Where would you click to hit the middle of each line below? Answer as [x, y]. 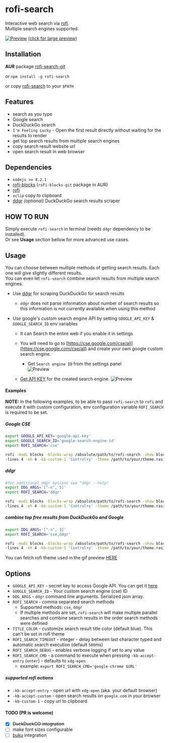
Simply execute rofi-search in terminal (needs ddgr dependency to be [78, 229]
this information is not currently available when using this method [88, 308]
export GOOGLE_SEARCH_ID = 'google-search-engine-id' [60, 441]
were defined [34, 623]
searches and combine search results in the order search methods [89, 618]
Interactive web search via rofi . [37, 23]
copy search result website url [44, 146]
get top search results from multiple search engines [66, 141]
